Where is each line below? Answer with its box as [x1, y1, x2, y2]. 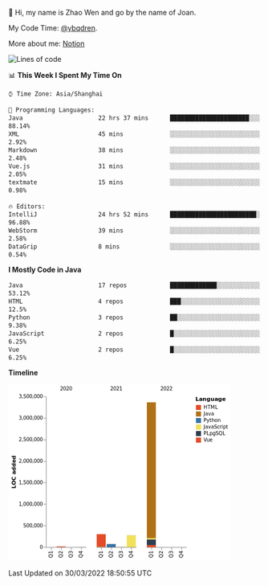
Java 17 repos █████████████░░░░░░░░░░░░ [8, 281, 261, 289]
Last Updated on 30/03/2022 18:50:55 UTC [8, 568, 152, 578]
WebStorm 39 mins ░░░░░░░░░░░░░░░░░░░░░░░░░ [8, 227, 261, 235]
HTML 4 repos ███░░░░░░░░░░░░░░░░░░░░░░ [8, 297, 261, 305]
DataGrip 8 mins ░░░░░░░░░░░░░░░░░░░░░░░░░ [8, 243, 261, 251]
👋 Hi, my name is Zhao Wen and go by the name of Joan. [8, 8, 197, 17]
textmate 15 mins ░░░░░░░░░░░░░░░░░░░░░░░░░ [8, 178, 261, 186]
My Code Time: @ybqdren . [8, 23, 98, 32]
